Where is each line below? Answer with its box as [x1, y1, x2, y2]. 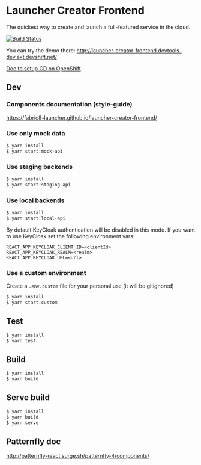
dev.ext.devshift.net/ [6, 53, 57, 60]
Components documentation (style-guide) [6, 100, 133, 109]
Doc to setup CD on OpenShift [6, 64, 81, 72]
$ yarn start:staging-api [6, 182, 71, 188]
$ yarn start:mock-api [6, 148, 63, 154]
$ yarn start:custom [6, 299, 58, 306]
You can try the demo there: [6, 46, 76, 54]
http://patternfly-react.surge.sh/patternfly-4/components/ [6, 452, 150, 460]
